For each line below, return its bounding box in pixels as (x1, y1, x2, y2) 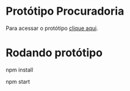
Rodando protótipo (5, 46, 103, 60)
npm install (5, 66, 34, 73)
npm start (5, 78, 31, 85)
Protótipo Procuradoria (5, 4, 125, 18)
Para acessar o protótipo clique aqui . (5, 24, 98, 32)
